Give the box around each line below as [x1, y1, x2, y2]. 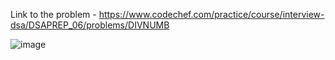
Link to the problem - [10, 9, 97, 20]
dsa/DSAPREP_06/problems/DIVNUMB [10, 19, 170, 31]
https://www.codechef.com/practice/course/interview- [98, 9, 325, 20]
